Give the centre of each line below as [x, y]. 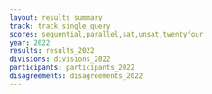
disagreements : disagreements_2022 [76, 76]
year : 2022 [30, 43]
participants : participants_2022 [72, 68]
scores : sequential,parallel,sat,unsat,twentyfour [106, 34]
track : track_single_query [60, 26]
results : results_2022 [52, 51]
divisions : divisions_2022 [60, 59]
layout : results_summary [56, 17]
